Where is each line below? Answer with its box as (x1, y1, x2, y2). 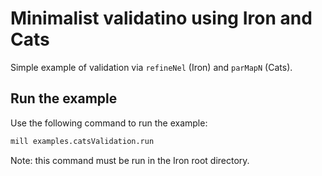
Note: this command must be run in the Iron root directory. (10, 154, 250, 166)
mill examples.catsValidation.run (10, 136, 155, 146)
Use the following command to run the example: (10, 117, 208, 129)
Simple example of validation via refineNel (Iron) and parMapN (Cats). (10, 61, 293, 73)
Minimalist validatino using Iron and (10, 7, 313, 30)
